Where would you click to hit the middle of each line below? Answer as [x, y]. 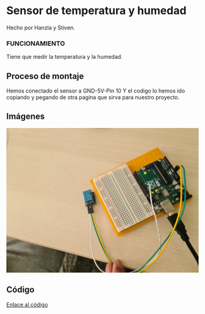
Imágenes [26, 117]
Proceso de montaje [45, 76]
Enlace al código [27, 304]
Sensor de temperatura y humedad [96, 11]
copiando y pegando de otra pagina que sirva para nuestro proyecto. [93, 97]
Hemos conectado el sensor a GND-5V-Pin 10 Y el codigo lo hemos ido [95, 91]
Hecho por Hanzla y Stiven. [41, 28]
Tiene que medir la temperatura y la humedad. [65, 57]
